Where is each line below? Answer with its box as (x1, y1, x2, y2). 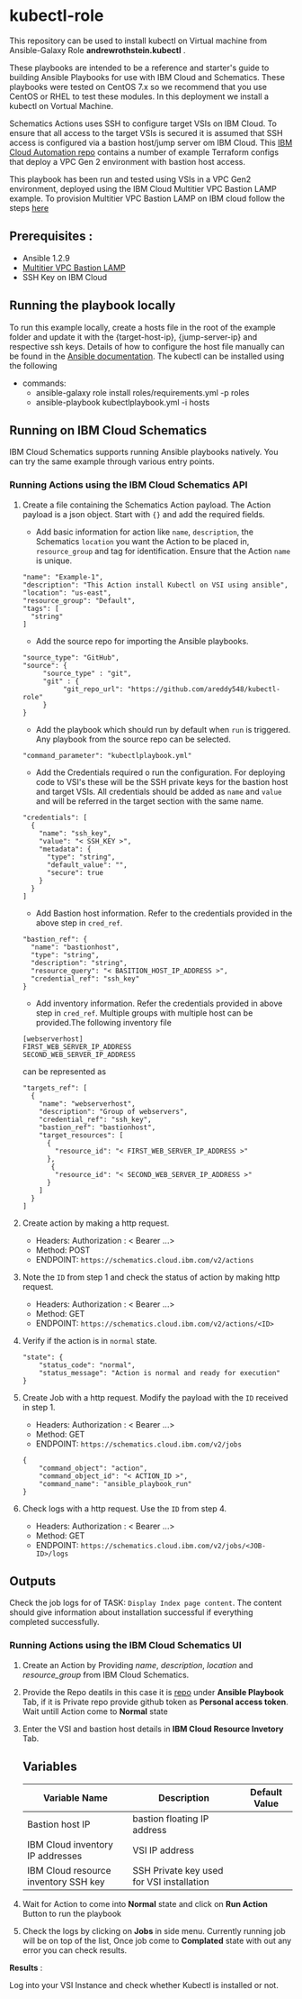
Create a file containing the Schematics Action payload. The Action (22, 499, 271, 510)
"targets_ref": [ (22, 1083, 88, 1092)
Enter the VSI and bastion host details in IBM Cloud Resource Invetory (22, 1723, 285, 1734)
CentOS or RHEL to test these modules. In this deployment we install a (9, 91, 270, 102)
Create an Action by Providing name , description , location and (22, 1659, 253, 1670)
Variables (22, 1759, 78, 1775)
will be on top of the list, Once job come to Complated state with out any (22, 1935, 292, 1946)
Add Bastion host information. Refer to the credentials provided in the (35, 908, 293, 918)
